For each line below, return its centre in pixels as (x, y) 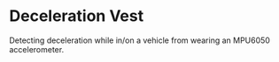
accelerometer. (37, 49)
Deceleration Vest (77, 16)
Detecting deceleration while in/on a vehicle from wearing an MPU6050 (139, 40)
